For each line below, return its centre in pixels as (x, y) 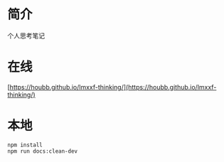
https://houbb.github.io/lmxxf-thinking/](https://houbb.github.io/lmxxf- (113, 87)
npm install (25, 145)
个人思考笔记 (26, 36)
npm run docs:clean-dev (43, 151)
